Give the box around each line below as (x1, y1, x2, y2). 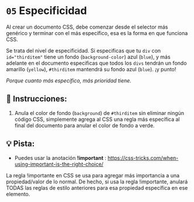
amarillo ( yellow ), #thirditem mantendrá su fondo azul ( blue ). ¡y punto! (6, 65, 176, 72)
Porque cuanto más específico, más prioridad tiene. (6, 77, 131, 84)
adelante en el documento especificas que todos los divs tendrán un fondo (6, 60, 187, 67)
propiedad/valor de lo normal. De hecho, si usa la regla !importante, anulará (6, 178, 188, 185)
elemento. (6, 190, 30, 197)
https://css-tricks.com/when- (107, 154, 179, 161)
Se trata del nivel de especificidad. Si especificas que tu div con (6, 47, 161, 54)
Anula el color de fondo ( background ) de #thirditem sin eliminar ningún (14, 109, 185, 116)
